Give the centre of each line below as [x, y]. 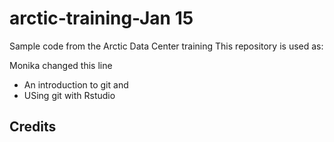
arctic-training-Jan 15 [101, 18]
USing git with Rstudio [69, 95]
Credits [33, 127]
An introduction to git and [76, 84]
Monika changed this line [61, 65]
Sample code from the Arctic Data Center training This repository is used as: [166, 46]
